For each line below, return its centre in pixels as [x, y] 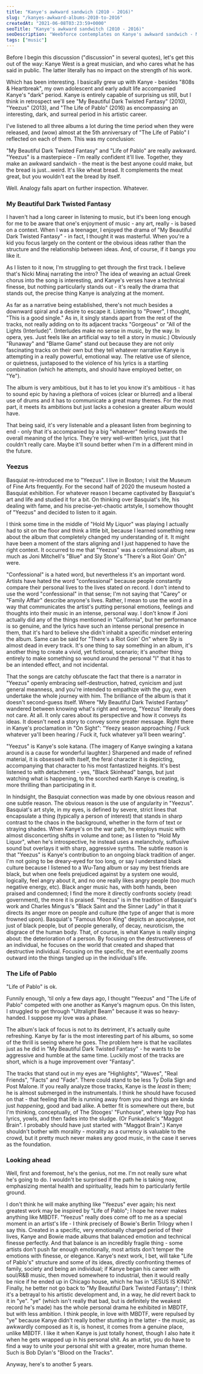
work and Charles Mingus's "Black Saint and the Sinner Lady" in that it [94, 906]
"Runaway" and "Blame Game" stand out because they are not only [90, 344]
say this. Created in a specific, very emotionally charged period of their [95, 1230]
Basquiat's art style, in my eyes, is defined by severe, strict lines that [92, 809]
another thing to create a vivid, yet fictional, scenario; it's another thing [95, 652]
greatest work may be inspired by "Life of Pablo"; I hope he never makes [97, 1211]
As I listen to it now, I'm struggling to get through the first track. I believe [96, 268]
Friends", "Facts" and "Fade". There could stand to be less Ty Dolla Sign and [101, 1080]
